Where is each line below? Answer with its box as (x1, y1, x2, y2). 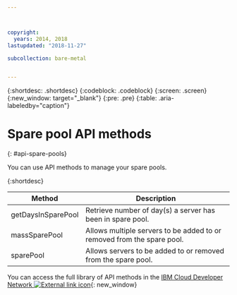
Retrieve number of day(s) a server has (85, 205, 215, 215)
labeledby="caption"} (7, 102, 70, 110)
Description (135, 193, 176, 203)
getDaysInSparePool (11, 210, 79, 219)
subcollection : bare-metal (7, 54, 87, 62)
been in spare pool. (85, 215, 150, 224)
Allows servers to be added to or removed (85, 246, 224, 256)
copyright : (7, 29, 39, 36)
